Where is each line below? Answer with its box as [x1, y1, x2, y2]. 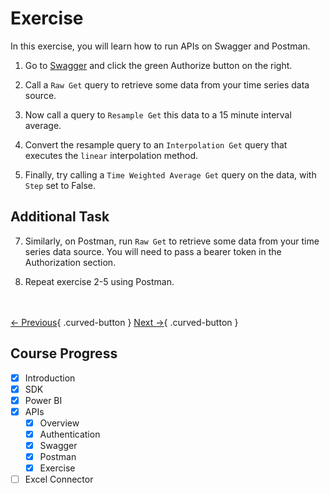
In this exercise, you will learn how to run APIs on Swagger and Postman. [10, 40, 311, 52]
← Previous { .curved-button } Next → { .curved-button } [10, 316, 239, 328]
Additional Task [10, 208, 110, 226]
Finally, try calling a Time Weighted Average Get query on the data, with [24, 168, 317, 181]
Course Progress [10, 345, 118, 362]
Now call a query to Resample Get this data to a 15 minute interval [24, 108, 292, 121]
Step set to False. [24, 179, 96, 191]
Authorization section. [24, 256, 117, 268]
